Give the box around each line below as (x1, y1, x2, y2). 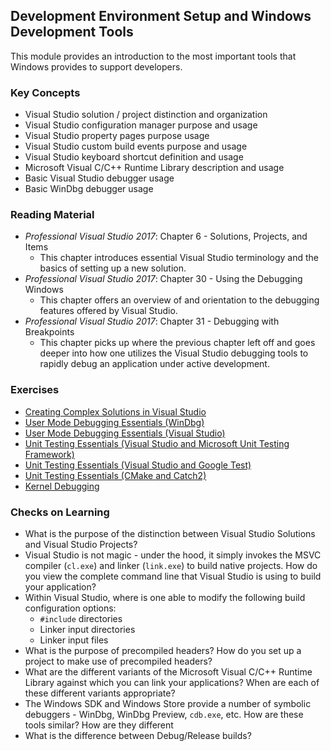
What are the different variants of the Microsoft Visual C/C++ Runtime (24, 666, 313, 678)
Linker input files (39, 634, 109, 646)
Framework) (24, 448, 75, 460)
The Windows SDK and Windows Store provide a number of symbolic (24, 698, 312, 709)
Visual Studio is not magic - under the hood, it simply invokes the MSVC (24, 549, 322, 561)
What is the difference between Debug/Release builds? (24, 730, 252, 741)
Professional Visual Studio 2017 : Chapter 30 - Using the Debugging (24, 273, 303, 285)
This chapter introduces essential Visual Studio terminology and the (39, 252, 319, 264)
